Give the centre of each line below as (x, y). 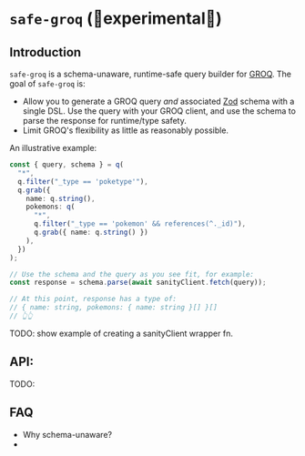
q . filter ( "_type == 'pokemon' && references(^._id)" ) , (140, 224)
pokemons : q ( (51, 207)
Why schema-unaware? (67, 434)
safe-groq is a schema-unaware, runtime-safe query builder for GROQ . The (150, 74)
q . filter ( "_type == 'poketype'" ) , (83, 181)
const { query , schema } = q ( (67, 165)
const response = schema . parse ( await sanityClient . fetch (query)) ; (138, 283)
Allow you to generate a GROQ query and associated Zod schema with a (158, 101)
